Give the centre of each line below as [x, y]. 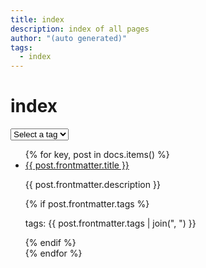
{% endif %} [50, 243]
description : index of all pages [80, 29]
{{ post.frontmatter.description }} [92, 185]
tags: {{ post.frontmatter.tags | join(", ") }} [110, 223]
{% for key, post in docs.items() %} [97, 155]
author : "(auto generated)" [69, 38]
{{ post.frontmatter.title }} [77, 165]
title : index [37, 19]
